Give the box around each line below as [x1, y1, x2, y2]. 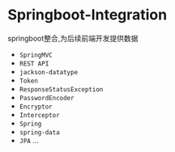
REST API [19, 59, 49, 68]
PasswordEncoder [19, 94, 75, 102]
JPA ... [19, 135, 40, 145]
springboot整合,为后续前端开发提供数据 [7, 33, 139, 43]
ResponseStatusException [19, 85, 104, 94]
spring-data [19, 128, 60, 137]
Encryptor [19, 103, 53, 111]
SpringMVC [19, 51, 53, 59]
